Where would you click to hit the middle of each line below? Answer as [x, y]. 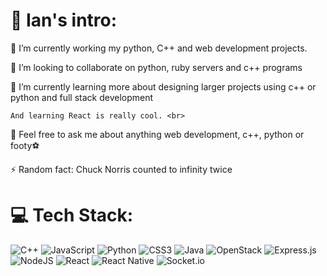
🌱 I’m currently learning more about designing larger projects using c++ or [163, 86]
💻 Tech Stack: [72, 215]
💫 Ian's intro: [64, 20]
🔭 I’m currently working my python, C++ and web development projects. [159, 48]
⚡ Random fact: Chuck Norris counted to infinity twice [121, 169]
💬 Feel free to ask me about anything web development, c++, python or [157, 134]
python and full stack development [82, 97]
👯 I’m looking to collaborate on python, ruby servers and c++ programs [156, 67]
